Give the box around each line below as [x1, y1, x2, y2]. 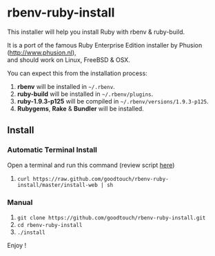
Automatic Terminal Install [7, 145, 98, 155]
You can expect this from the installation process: [7, 69, 148, 77]
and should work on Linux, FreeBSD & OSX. [7, 55, 131, 63]
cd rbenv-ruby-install [17, 221, 83, 228]
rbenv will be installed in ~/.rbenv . [17, 82, 115, 90]
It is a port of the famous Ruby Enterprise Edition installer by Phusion [7, 41, 203, 49]
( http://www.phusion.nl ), [7, 48, 77, 57]
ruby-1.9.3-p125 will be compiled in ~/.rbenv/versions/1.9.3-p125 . [17, 97, 209, 105]
